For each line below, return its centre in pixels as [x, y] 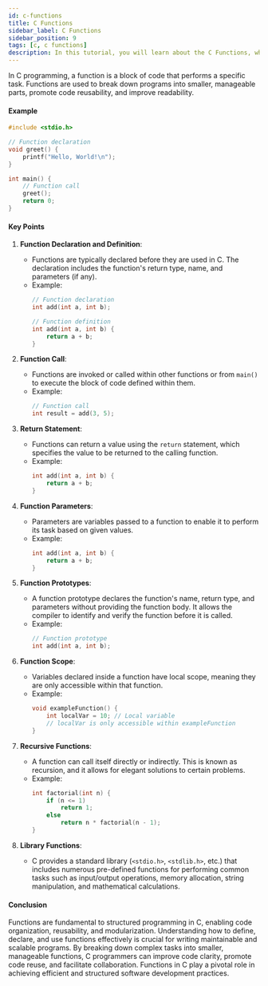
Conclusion [28, 905]
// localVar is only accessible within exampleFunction [141, 723]
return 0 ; [39, 201]
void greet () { [33, 149]
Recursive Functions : [55, 746]
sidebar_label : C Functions [55, 30]
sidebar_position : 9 [43, 38]
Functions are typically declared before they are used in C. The [135, 259]
